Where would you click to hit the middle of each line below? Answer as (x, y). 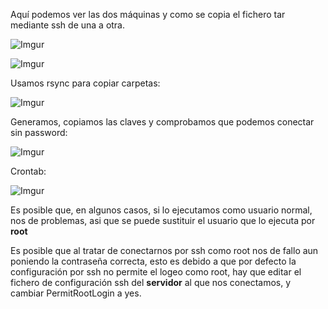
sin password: (39, 132)
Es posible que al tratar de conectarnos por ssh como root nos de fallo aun (164, 250)
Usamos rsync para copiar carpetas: (85, 83)
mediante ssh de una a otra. (68, 25)
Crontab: (28, 171)
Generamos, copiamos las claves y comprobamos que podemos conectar (162, 122)
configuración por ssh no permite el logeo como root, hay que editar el (156, 272)
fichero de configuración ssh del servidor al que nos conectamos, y (151, 282)
